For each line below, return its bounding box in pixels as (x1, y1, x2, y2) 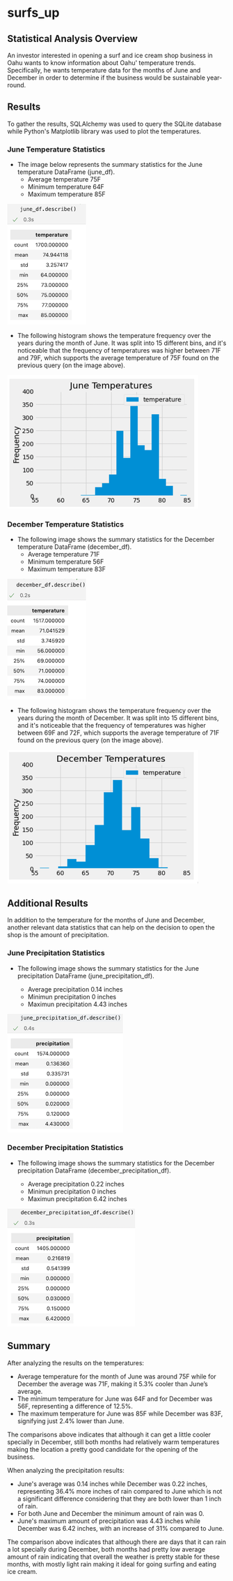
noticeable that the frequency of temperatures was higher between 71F (17, 346, 221, 355)
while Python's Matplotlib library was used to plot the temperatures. (7, 127, 202, 135)
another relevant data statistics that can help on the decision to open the (7, 923, 216, 932)
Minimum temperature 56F (27, 557, 104, 566)
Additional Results (7, 897, 88, 909)
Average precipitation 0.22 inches (27, 1179, 125, 1188)
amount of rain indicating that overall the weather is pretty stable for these (7, 1552, 220, 1561)
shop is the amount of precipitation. (7, 931, 109, 939)
